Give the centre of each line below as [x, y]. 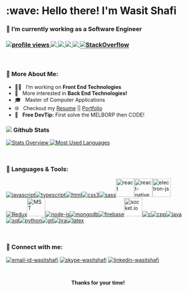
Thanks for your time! [98, 283]
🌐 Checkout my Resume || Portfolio [58, 108]
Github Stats [31, 130]
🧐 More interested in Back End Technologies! [71, 93]
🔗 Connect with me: [34, 247]
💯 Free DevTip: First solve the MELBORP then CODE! [79, 115]
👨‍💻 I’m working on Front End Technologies [68, 87]
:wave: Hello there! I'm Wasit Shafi [91, 11]
